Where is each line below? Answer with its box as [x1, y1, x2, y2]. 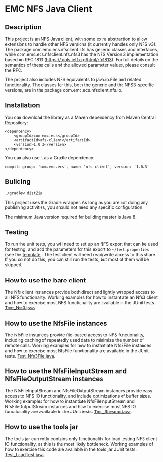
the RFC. [5, 67, 23, 73]
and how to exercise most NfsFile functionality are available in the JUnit [5, 348, 149, 354]
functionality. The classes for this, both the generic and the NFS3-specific [5, 82, 154, 88]
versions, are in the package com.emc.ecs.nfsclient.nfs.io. [5, 87, 122, 93]
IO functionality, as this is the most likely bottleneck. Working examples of [5, 441, 154, 447]
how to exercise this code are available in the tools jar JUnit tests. [5, 446, 137, 452]
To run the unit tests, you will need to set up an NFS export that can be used [5, 241, 158, 247]
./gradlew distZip [5, 190, 42, 196]
